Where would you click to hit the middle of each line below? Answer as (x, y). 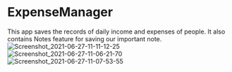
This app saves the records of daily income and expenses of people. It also (116, 31)
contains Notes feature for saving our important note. (85, 38)
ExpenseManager (60, 12)
